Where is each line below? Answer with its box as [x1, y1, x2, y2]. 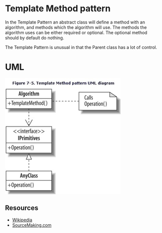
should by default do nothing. [5, 35, 64, 41]
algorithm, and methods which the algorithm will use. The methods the [5, 24, 147, 30]
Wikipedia [12, 217, 33, 223]
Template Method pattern [5, 3, 111, 14]
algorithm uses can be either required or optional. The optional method [5, 29, 147, 35]
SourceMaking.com [12, 222, 52, 228]
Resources [5, 204, 39, 212]
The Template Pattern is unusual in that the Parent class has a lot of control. [5, 44, 157, 50]
